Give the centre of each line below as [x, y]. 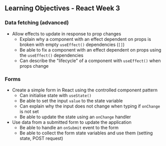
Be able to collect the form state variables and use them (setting [86, 133]
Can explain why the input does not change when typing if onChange [90, 106]
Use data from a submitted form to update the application [72, 122]
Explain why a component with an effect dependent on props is [85, 39]
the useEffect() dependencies [51, 55]
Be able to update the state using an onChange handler [75, 117]
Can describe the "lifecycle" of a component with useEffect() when [90, 61]
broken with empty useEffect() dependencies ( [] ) [72, 44]
